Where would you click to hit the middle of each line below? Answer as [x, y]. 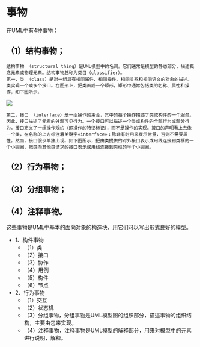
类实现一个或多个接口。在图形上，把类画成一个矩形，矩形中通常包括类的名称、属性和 [95, 86]
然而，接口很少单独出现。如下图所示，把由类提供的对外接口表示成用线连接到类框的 [102, 140]
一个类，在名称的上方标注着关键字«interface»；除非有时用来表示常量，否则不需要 [95, 134]
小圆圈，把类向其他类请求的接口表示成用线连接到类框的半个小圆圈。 [82, 147]
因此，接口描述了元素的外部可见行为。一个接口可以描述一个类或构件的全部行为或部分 [95, 121]
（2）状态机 [39, 308]
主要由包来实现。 [56, 323]
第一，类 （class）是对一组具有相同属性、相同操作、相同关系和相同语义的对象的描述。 [99, 79]
